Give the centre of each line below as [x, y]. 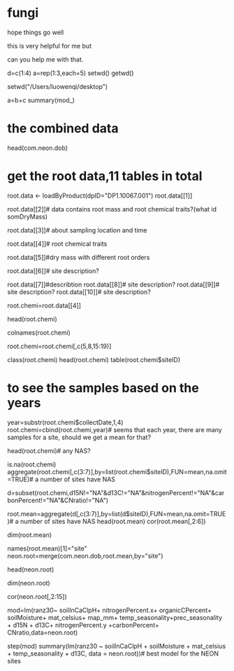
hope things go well [36, 32]
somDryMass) [27, 216]
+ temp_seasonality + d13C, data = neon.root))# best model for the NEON [113, 653]
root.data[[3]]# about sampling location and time [77, 230]
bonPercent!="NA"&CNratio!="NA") [58, 500]
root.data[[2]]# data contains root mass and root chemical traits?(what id [112, 209]
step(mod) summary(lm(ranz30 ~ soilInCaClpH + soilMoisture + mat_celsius [117, 646]
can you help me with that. [45, 59]
